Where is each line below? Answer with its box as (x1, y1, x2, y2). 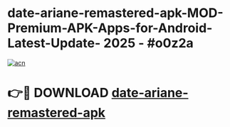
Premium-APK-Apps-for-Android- (7, 20, 213, 36)
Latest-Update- (7, 35, 101, 51)
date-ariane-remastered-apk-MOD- (7, 5, 224, 21)
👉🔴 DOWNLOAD (7, 85, 109, 101)
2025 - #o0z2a (103, 35, 194, 51)
